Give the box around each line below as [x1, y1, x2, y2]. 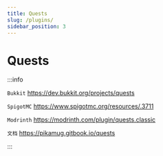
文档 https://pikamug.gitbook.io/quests [7, 129, 116, 137]
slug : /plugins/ [7, 17, 54, 23]
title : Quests [7, 10, 48, 17]
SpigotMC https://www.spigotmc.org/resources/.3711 [7, 102, 154, 110]
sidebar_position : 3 [7, 23, 67, 30]
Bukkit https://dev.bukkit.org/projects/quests [7, 89, 135, 97]
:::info [7, 75, 23, 84]
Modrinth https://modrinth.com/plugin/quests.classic [7, 115, 156, 124]
